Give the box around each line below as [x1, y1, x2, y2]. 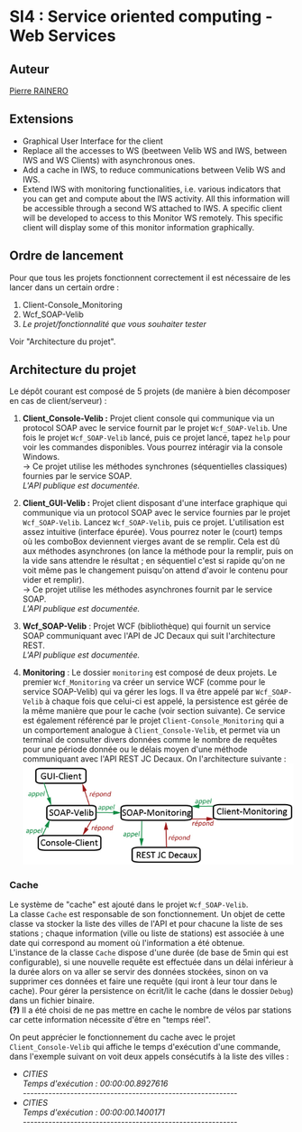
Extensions [9, 111, 74, 127]
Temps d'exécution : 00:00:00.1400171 [22, 1107, 165, 1118]
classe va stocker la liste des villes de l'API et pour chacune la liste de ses [9, 918, 284, 929]
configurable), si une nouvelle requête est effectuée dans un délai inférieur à [9, 956, 294, 968]
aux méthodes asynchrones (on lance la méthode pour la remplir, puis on [22, 546, 294, 557]
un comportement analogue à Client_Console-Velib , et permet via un [22, 725, 281, 735]
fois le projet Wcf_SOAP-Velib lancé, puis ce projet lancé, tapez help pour [22, 432, 291, 444]
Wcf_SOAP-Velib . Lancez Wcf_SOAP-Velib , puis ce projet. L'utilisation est [22, 517, 285, 528]
